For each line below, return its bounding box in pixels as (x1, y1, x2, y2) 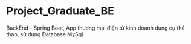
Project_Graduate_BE (6, 4, 115, 18)
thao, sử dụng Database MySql (6, 30, 83, 37)
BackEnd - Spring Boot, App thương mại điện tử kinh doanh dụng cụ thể (6, 24, 186, 31)
